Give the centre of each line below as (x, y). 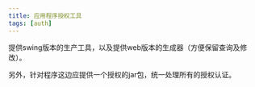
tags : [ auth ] (30, 23)
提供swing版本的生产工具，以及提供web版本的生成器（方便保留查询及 (124, 47)
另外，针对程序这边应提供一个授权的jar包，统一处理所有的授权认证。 (122, 74)
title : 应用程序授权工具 (45, 16)
